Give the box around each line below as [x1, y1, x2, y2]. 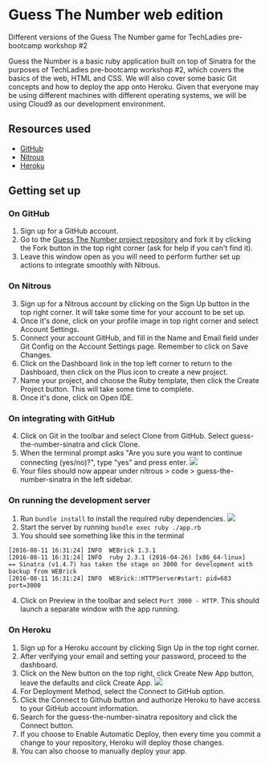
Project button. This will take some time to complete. [19, 384, 194, 394]
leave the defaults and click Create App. [19, 677, 153, 688]
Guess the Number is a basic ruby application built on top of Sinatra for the [8, 56, 256, 66]
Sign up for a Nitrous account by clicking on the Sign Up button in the [19, 299, 251, 308]
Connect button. [19, 721, 75, 730]
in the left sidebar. [73, 475, 132, 484]
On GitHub [8, 208, 51, 219]
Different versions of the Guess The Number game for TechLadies [8, 32, 227, 42]
